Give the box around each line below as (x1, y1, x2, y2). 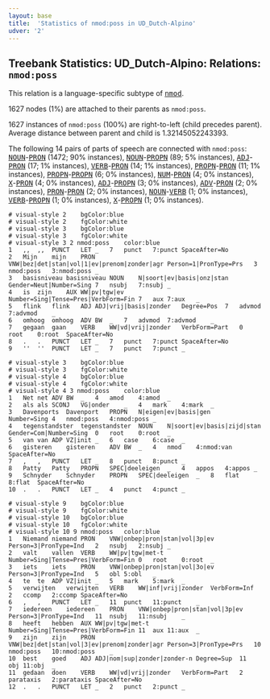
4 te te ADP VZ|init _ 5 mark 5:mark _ (8, 577, 185, 585)
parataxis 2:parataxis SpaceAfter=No (8, 676, 143, 685)
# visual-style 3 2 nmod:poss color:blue (8, 239, 160, 247)
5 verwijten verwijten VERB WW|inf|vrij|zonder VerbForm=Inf (8, 585, 254, 593)
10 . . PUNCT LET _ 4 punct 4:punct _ (8, 486, 185, 494)
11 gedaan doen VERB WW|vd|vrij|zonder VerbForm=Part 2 (8, 669, 243, 677)
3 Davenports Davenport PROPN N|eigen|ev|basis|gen (8, 408, 211, 416)
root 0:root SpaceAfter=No (8, 331, 114, 339)
